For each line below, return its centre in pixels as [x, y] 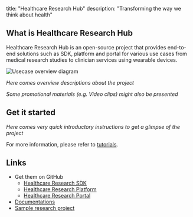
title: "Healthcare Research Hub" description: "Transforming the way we [94, 9]
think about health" [30, 15]
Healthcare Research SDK [55, 183]
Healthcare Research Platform [60, 189]
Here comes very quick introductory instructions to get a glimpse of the [93, 126]
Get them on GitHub [39, 177]
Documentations [35, 202]
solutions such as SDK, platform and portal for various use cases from [102, 54]
